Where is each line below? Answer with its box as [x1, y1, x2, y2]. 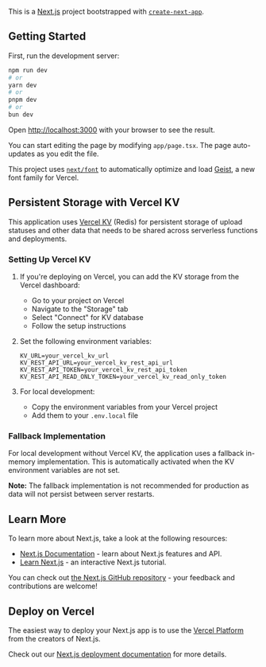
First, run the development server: [8, 51, 120, 60]
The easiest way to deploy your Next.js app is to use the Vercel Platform [8, 625, 245, 635]
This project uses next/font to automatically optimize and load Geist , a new [8, 164, 256, 174]
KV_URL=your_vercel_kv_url [19, 352, 110, 361]
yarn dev [8, 81, 37, 89]
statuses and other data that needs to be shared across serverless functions [8, 225, 258, 235]
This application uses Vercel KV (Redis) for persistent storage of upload [8, 216, 243, 226]
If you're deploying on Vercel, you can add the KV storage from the [19, 272, 240, 282]
